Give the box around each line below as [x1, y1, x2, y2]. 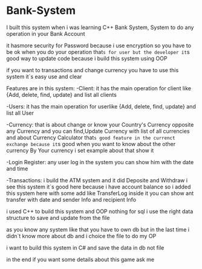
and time [6, 165, 28, 172]
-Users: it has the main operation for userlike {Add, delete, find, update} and [6, 102, 197, 110]
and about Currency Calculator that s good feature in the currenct [6, 134, 175, 141]
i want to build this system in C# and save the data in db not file [6, 244, 165, 251]
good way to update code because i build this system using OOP [6, 55, 168, 62]
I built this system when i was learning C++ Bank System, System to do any [6, 24, 194, 31]
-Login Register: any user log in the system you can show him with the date [6, 158, 194, 165]
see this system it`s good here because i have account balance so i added [6, 183, 191, 190]
